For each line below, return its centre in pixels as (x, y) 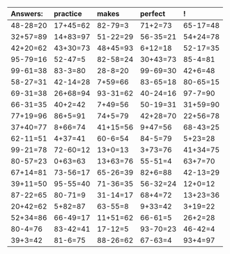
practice (68, 14)
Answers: (27, 14)
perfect (153, 14)
